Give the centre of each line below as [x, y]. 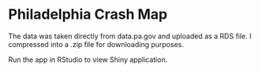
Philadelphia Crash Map [88, 14]
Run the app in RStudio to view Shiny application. [88, 59]
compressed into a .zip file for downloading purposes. [96, 44]
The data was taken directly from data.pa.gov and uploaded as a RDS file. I [130, 36]
